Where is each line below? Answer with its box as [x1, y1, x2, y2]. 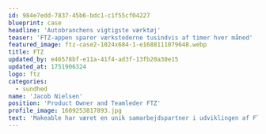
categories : [8, 77, 47, 85]
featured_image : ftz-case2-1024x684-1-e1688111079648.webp [8, 41, 207, 49]
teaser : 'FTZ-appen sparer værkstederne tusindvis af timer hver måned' [8, 33, 253, 42]
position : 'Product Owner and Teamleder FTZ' [8, 99, 161, 107]
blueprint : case [8, 19, 62, 27]
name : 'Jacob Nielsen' [8, 92, 83, 100]
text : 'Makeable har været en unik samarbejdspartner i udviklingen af [8, 114, 249, 122]
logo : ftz [8, 70, 41, 78]
